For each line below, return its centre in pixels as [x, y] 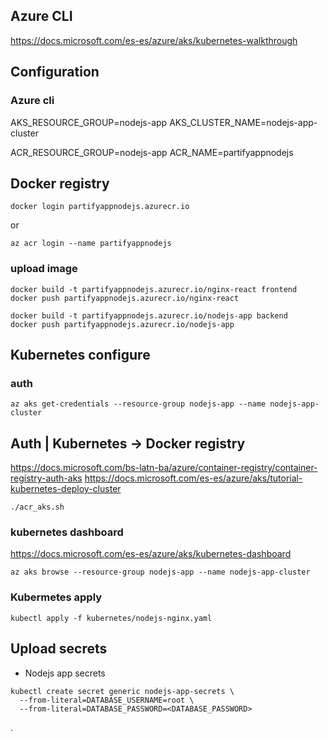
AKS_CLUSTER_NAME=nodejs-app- [243, 122]
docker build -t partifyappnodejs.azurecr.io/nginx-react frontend [154, 289]
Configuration [55, 72]
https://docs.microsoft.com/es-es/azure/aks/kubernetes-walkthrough [154, 40]
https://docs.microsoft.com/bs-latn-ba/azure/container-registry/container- [164, 468]
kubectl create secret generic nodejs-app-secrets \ [122, 691]
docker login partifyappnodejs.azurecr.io [100, 207]
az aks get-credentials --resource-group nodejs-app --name [138, 404]
